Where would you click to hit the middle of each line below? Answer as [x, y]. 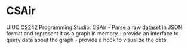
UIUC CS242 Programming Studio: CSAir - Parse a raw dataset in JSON [94, 27]
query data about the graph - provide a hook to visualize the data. [87, 40]
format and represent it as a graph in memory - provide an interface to [93, 33]
